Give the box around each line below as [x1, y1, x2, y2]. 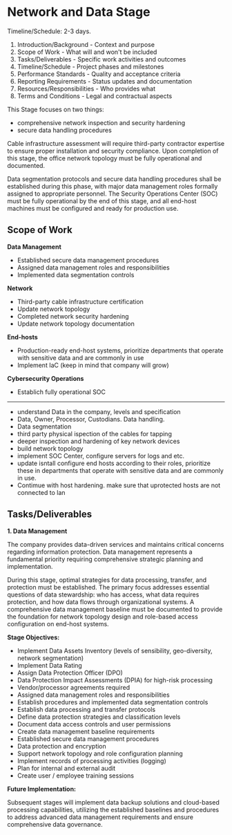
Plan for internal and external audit [17, 764, 116, 772]
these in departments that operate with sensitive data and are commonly [17, 466, 224, 474]
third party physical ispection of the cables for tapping [17, 429, 173, 438]
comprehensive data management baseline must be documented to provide [7, 605, 223, 613]
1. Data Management [7, 527, 68, 535]
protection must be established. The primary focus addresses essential [7, 583, 210, 591]
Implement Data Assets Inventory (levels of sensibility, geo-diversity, [17, 646, 213, 655]
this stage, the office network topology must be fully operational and [7, 153, 202, 162]
